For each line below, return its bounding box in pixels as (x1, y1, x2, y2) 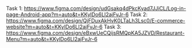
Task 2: (130, 11, 148, 18)
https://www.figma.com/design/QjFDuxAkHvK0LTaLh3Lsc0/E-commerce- (6, 17, 186, 24)
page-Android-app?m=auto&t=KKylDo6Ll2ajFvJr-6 (6, 11, 129, 18)
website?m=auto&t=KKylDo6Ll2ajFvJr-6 (6, 23, 103, 30)
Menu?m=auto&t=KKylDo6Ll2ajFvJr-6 (6, 36, 98, 42)
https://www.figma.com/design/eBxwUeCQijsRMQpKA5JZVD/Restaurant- (6, 29, 185, 36)
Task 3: (103, 23, 122, 30)
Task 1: (6, 5, 23, 12)
